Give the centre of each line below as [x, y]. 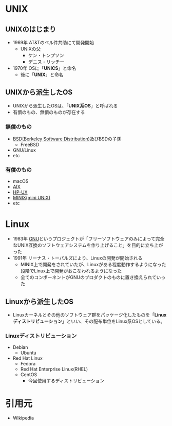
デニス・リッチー [46, 62]
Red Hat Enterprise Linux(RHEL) [54, 369]
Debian [20, 347]
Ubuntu [28, 353]
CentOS [29, 375]
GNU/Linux [24, 150]
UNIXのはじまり [31, 29]
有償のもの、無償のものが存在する [49, 112]
